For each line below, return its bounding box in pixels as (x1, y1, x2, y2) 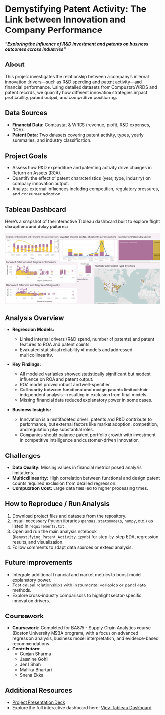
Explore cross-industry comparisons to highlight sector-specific (12, 592, 142, 598)
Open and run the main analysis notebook (12, 528, 97, 534)
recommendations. (12, 641, 51, 647)
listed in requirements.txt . (12, 523, 66, 529)
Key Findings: (12, 361, 41, 367)
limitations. (12, 470, 34, 476)
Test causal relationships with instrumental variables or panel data (12, 582, 146, 588)
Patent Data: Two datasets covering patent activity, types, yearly (12, 132, 144, 138)
